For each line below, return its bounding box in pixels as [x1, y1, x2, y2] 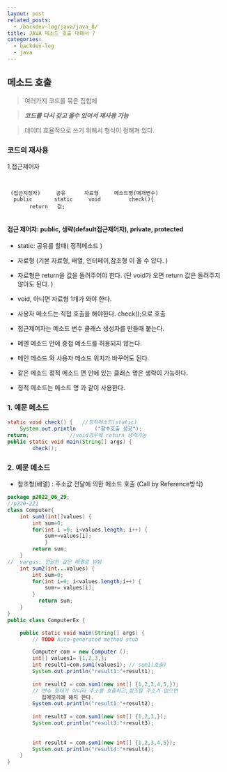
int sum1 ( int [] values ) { [19, 513, 92, 520]
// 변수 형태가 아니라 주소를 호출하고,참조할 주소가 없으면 [32, 687, 178, 694]
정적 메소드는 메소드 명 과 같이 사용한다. [17, 384, 125, 392]
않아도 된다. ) [17, 280, 54, 288]
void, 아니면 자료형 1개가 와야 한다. [17, 295, 112, 303]
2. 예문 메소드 [7, 463, 51, 472]
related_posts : [7, 17, 52, 24]
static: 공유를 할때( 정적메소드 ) [17, 242, 103, 250]
